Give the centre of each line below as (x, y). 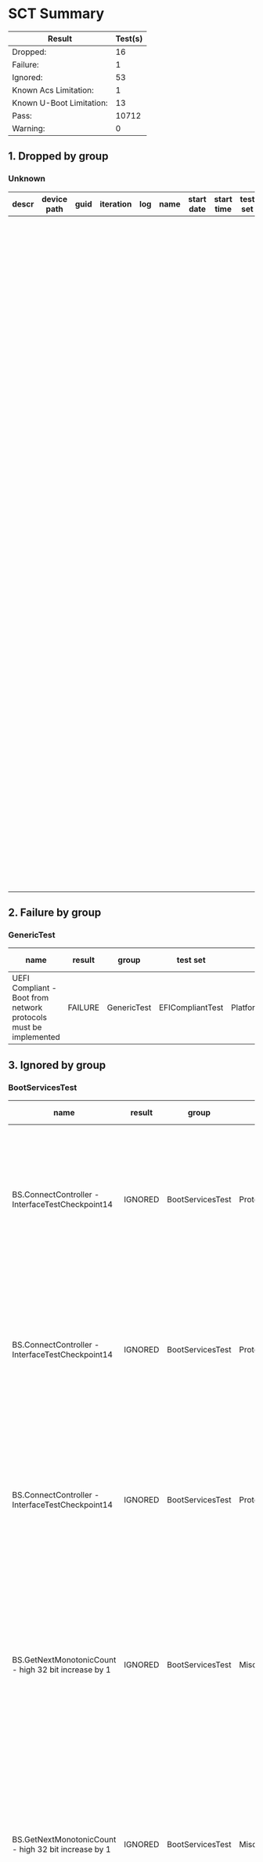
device (55, 199)
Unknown (27, 179)
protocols (29, 1018)
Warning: (29, 128)
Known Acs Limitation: (53, 90)
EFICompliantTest (191, 1008)
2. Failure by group (55, 913)
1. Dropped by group (58, 157)
